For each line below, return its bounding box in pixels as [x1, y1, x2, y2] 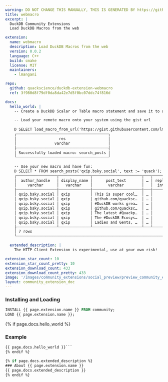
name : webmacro [9, 39, 41, 45]
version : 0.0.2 [9, 48, 41, 54]
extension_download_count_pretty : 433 [5, 270, 86, 275]
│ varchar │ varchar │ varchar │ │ [14, 183, 153, 188]
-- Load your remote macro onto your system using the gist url [14, 118, 151, 123]
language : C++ [9, 53, 39, 58]
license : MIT [9, 63, 37, 68]
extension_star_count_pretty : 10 [5, 261, 75, 266]
